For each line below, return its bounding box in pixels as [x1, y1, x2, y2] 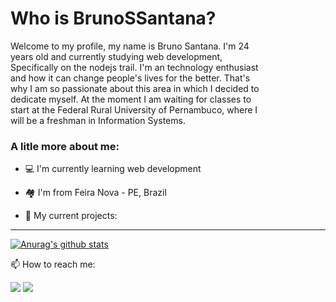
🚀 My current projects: [24, 210, 118, 222]
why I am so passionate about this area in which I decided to [10, 82, 260, 94]
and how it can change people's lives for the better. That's [10, 72, 251, 84]
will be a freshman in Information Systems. [10, 114, 186, 126]
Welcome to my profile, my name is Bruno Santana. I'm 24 [10, 40, 250, 52]
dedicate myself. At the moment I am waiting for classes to [10, 93, 252, 105]
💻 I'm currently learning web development [24, 163, 202, 175]
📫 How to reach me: [10, 258, 96, 271]
